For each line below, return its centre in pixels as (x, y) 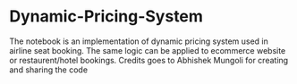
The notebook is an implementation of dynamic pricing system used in (139, 41)
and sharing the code (48, 70)
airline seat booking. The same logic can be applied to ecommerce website (148, 50)
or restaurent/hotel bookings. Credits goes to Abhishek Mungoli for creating (149, 60)
